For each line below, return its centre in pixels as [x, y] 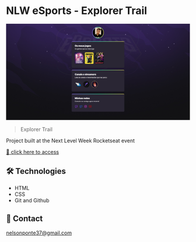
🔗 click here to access [33, 152]
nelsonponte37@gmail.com [39, 233]
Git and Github [32, 201]
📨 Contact [24, 219]
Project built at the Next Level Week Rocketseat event [71, 141]
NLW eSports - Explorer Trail [77, 11]
